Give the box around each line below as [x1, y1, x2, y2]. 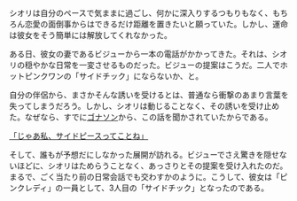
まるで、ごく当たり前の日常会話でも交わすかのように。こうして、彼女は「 [9, 172, 281, 182]
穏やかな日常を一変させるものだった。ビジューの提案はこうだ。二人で [24, 60, 281, 70]
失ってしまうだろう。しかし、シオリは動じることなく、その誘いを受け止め [9, 101, 280, 111]
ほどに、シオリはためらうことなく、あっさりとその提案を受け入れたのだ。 [16, 160, 288, 171]
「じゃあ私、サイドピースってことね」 [9, 131, 149, 141]
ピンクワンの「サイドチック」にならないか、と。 [24, 71, 204, 81]
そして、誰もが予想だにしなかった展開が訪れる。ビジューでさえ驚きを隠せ [9, 150, 280, 159]
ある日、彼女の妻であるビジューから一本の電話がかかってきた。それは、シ [9, 49, 280, 59]
